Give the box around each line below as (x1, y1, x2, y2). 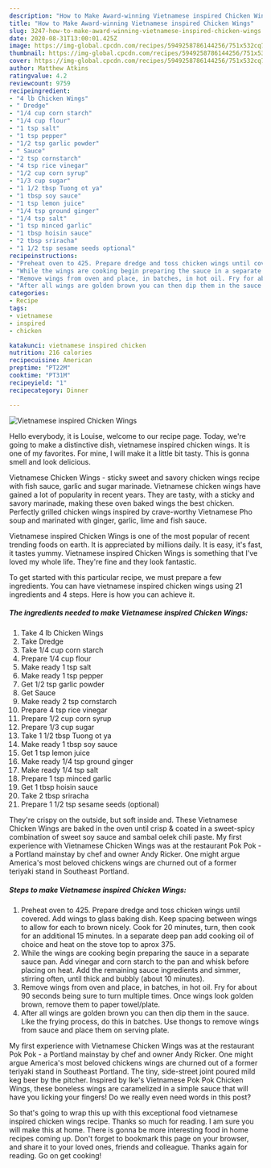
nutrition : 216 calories (9, 348, 92, 357)
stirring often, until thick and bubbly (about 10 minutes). (20, 974, 205, 984)
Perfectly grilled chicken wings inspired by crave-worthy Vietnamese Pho (9, 507, 253, 516)
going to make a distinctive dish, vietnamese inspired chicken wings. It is (9, 440, 250, 449)
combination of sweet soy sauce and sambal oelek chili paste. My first (9, 832, 242, 842)
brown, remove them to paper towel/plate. (20, 999, 160, 1009)
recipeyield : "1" (9, 378, 68, 387)
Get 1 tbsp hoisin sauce (20, 782, 99, 792)
